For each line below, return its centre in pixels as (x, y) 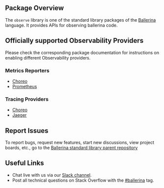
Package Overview (35, 8)
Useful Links (25, 163)
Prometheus (25, 86)
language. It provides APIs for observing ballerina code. (61, 25)
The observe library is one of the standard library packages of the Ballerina (81, 20)
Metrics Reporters (27, 70)
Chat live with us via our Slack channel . (52, 175)
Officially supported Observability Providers (74, 41)
